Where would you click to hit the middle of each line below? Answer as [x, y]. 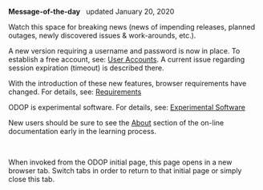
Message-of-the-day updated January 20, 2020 [91, 12]
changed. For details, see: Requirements [75, 92]
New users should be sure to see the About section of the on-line [116, 123]
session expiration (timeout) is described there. [86, 68]
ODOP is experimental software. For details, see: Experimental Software [127, 107]
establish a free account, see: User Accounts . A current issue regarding [127, 59]
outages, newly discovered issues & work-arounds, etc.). [102, 36]
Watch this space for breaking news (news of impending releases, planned [131, 27]
